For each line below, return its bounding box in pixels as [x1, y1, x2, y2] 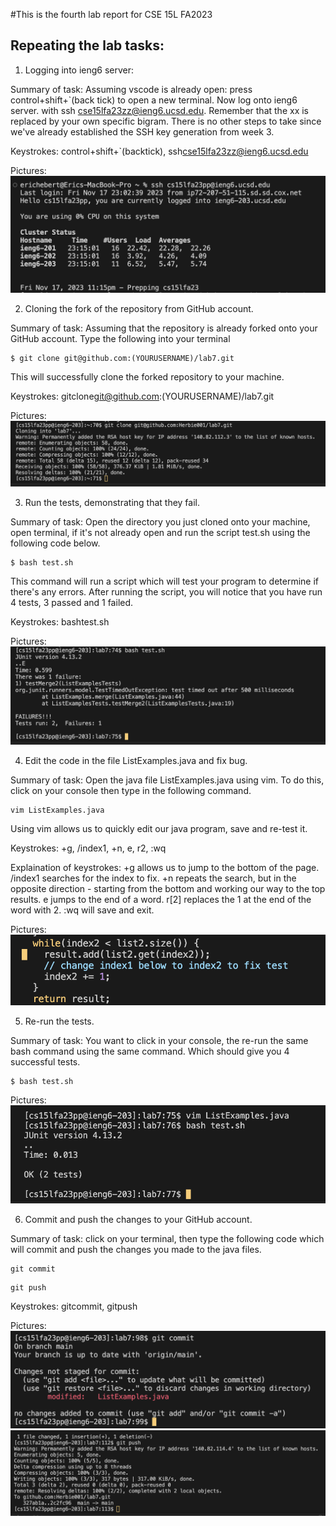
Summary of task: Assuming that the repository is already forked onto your [10, 322, 318, 334]
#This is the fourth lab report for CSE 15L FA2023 [10, 9, 213, 20]
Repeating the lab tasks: [10, 37, 165, 54]
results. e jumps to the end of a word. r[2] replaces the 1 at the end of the [10, 894, 312, 906]
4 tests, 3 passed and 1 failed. [10, 597, 134, 609]
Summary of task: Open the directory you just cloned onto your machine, [10, 516, 311, 528]
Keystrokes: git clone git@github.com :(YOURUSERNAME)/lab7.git [10, 390, 275, 403]
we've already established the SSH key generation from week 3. [10, 125, 275, 138]
